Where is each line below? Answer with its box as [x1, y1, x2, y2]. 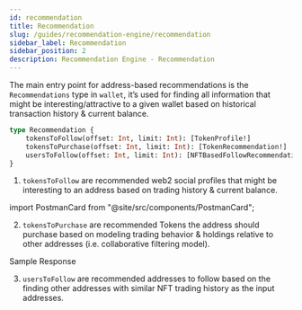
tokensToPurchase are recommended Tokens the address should [22, 219, 260, 230]
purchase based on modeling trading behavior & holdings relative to [22, 229, 274, 240]
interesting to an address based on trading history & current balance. [22, 185, 279, 196]
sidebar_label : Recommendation [9, 38, 127, 48]
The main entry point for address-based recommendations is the [9, 80, 249, 90]
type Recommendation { [9, 126, 94, 135]
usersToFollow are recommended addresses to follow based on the [22, 273, 271, 284]
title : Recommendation [9, 22, 94, 31]
